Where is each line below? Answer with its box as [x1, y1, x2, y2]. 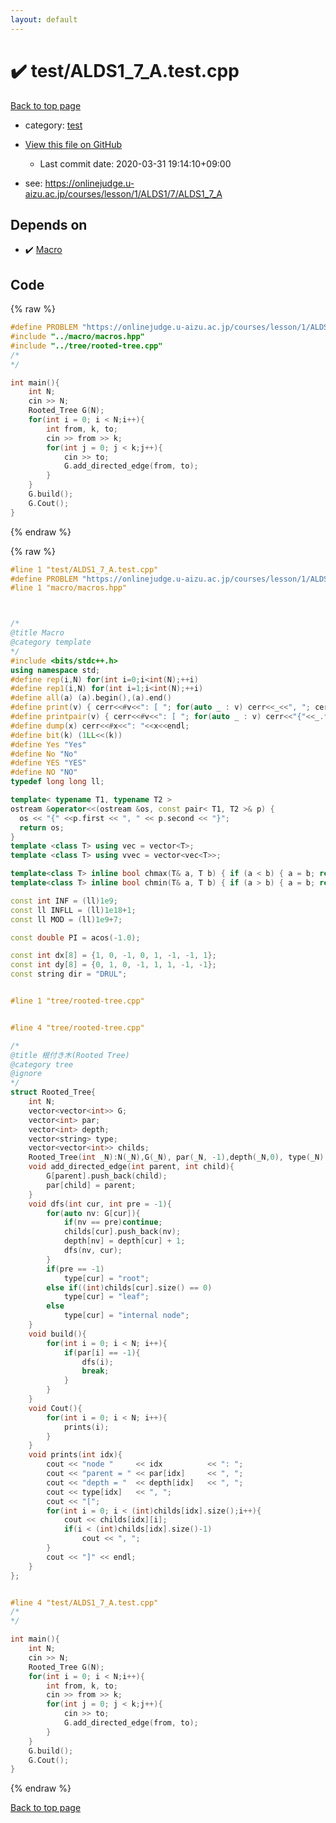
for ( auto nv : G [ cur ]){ [46, 1208, 141, 1218]
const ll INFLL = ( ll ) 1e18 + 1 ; [10, 905, 137, 915]
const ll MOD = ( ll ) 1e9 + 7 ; [10, 914, 123, 925]
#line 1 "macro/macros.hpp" [10, 583, 128, 593]
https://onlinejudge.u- [44, 177, 135, 189]
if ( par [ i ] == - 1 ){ [63, 1347, 141, 1358]
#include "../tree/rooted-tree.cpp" [10, 341, 163, 351]
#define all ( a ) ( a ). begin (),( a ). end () [10, 693, 172, 703]
